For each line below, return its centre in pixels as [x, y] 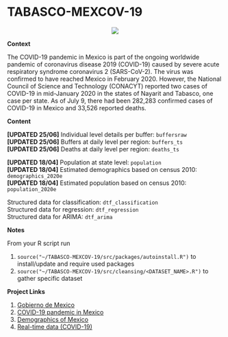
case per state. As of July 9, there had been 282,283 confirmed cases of [110, 101]
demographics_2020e [35, 176]
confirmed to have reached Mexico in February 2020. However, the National [114, 79]
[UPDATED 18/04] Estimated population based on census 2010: [97, 183]
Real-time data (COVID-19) [54, 327]
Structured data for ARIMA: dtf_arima [60, 216]
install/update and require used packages [76, 264]
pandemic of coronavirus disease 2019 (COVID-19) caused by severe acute [113, 64]
